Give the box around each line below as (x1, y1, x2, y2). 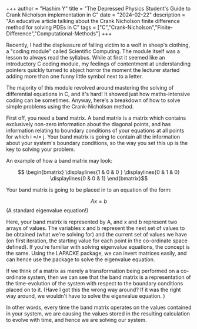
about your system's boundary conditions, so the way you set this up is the (6, 140, 188, 146)
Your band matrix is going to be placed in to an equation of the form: (6, 186, 172, 193)
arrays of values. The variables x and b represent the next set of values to (6, 225, 185, 232)
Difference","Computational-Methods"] (6, 30, 101, 37)
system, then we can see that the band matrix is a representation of (27, 274, 191, 281)
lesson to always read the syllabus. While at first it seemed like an (6, 54, 166, 61)
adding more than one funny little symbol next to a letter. (6, 73, 143, 80)
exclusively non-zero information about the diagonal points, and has (6, 121, 171, 127)
